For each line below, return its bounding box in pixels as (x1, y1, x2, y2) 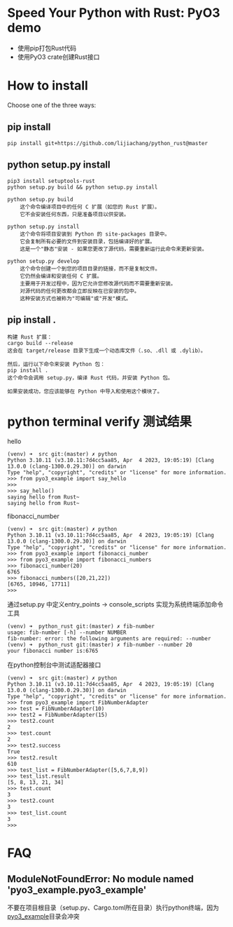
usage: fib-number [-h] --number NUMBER (7, 629, 127, 636)
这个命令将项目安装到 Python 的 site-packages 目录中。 (20, 230, 170, 238)
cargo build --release (7, 340, 73, 347)
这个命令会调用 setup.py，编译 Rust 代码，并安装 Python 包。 (7, 374, 174, 381)
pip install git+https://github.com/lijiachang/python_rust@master (7, 140, 209, 147)
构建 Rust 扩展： (7, 334, 52, 341)
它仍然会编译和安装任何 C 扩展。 (20, 272, 103, 280)
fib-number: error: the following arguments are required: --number (7, 635, 211, 642)
